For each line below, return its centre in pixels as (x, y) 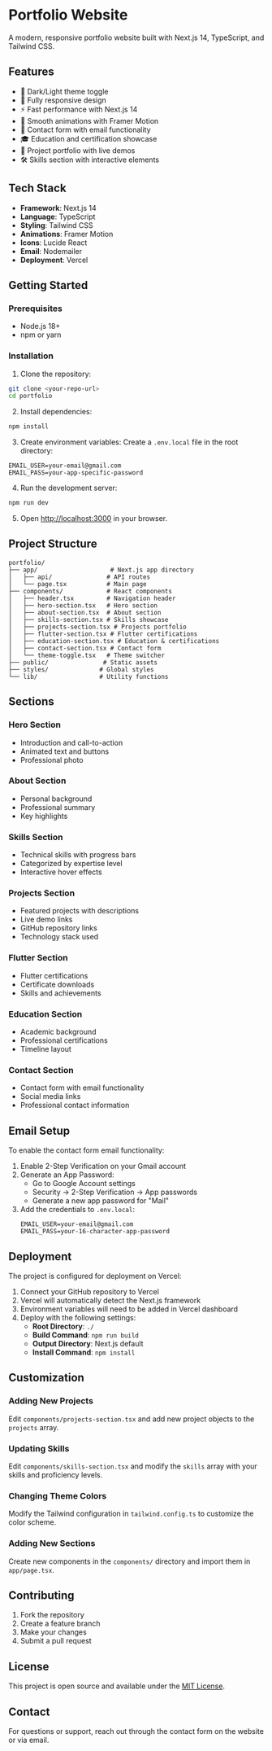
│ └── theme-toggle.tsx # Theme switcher (86, 655)
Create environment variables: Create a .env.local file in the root (129, 442)
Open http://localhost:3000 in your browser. (94, 519)
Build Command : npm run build (86, 1335)
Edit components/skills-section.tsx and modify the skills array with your (133, 1466)
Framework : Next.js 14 (58, 208)
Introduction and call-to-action (71, 742)
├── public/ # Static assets (83, 662)
